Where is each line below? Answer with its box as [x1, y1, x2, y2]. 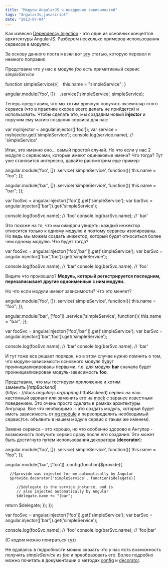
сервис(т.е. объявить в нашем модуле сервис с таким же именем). [5, 416, 150, 422]
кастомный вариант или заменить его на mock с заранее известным [5, 395, 153, 401]
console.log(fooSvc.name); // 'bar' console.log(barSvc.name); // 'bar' [5, 343, 148, 349]
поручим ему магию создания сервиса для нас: [5, 117, 109, 123]
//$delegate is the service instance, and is [16, 484, 113, 490]
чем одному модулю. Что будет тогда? [5, 239, 89, 245]
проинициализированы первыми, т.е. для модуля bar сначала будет [5, 364, 151, 370]
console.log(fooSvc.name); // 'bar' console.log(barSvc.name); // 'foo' [5, 263, 148, 269]
